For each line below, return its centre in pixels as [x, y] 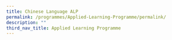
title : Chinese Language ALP [42, 11]
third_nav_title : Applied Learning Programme [63, 28]
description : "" [26, 22]
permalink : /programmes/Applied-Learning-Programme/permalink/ [86, 17]
